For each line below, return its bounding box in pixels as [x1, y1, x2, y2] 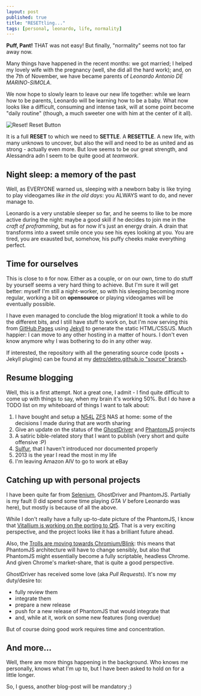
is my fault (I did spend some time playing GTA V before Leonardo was [6, 497, 181, 504]
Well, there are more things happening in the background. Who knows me [6, 659, 188, 666]
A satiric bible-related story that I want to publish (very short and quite [14, 432, 189, 439]
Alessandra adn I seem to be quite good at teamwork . [6, 152, 139, 159]
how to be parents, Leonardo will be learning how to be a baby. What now [6, 97, 188, 104]
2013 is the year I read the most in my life [14, 451, 117, 459]
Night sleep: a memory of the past [6, 169, 136, 180]
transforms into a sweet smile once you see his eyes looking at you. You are [6, 229, 194, 236]
